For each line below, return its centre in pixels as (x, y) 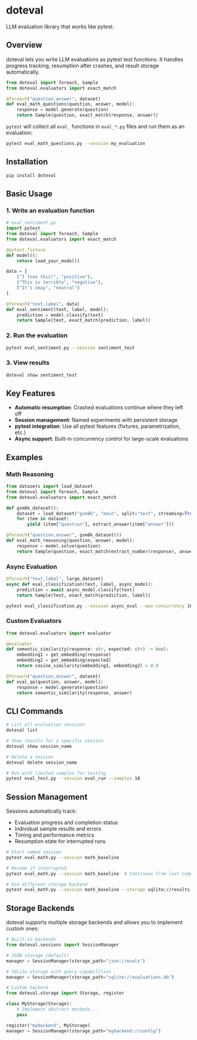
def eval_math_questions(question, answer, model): (70, 104)
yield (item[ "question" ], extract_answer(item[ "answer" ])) (101, 524)
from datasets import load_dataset (50, 487)
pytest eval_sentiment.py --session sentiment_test (70, 348)
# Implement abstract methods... (57, 1009)
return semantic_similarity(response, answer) (74, 693)
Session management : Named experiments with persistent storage (96, 420)
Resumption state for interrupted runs (60, 841)
